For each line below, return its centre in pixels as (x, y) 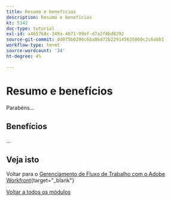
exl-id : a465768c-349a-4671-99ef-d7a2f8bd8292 (65, 34)
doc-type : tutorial (30, 28)
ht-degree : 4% (24, 56)
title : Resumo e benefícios (41, 12)
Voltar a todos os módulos (38, 192)
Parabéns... (20, 108)
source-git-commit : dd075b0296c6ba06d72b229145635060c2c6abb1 (85, 39)
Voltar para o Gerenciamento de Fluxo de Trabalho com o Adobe (86, 174)
